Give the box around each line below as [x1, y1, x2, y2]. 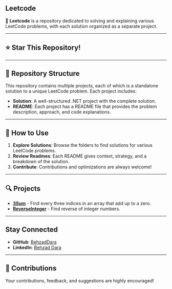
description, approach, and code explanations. [12, 109, 111, 115]
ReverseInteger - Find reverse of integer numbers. [12, 206, 120, 212]
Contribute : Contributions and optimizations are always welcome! [12, 164, 152, 170]
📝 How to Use [5, 128, 49, 137]
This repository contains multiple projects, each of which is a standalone [5, 83, 159, 89]
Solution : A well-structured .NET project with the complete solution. [12, 98, 156, 104]
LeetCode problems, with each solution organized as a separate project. [5, 23, 158, 29]
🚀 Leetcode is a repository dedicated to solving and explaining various [5, 17, 155, 24]
